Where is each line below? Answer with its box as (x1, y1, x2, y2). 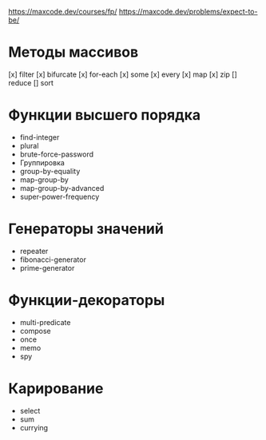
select (19, 406, 41, 415)
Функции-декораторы (8, 291, 165, 309)
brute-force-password (19, 149, 94, 159)
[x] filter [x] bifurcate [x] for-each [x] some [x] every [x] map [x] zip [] (8, 69, 237, 79)
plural (19, 141, 39, 150)
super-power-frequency (19, 192, 100, 201)
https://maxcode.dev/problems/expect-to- (118, 7, 258, 16)
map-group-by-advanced (19, 183, 105, 192)
